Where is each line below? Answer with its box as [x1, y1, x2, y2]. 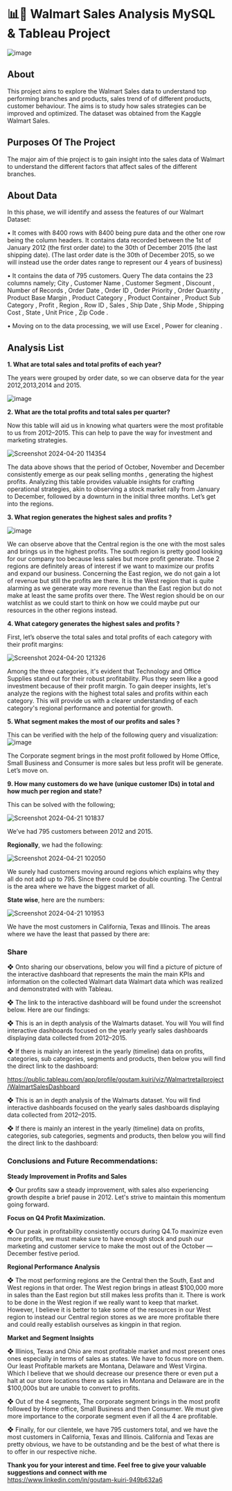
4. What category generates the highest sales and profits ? [7, 620, 180, 628]
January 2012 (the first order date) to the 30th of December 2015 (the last [7, 244, 218, 252]
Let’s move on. [7, 767, 49, 775]
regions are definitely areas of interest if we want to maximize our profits [7, 562, 215, 571]
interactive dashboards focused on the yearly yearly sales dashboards [7, 1026, 208, 1035]
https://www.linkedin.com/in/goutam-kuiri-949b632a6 [7, 1475, 163, 1483]
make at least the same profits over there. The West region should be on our [7, 591, 225, 600]
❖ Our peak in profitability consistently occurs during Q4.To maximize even [7, 1227, 224, 1235]
